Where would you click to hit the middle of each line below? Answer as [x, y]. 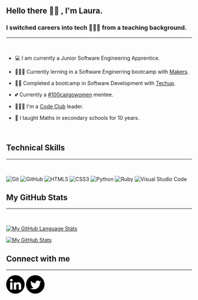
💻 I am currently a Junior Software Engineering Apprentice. [87, 58]
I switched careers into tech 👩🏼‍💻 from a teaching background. [97, 28]
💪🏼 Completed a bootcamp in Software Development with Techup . [95, 83]
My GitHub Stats [37, 198]
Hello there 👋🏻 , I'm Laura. [55, 11]
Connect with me [38, 258]
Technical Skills [36, 148]
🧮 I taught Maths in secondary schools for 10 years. [77, 118]
